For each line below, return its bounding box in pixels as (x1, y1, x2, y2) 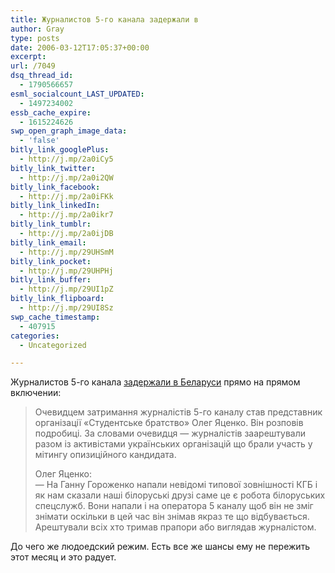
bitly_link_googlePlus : (10, 145, 110, 155)
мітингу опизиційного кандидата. (34, 449, 177, 461)
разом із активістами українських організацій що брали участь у (34, 438, 313, 450)
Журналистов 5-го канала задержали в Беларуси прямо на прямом (10, 376, 301, 388)
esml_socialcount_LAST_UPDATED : (10, 89, 145, 99)
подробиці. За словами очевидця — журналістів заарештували (34, 427, 307, 440)
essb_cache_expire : (10, 107, 92, 118)
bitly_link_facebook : (10, 182, 101, 192)
